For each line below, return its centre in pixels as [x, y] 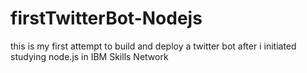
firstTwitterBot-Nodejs [106, 18]
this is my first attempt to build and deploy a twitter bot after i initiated [153, 46]
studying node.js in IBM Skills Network [89, 56]
